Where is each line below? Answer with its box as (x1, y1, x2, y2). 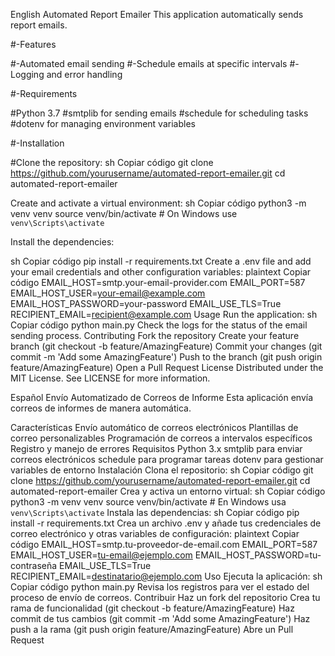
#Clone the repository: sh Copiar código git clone (10, 157, 214, 168)
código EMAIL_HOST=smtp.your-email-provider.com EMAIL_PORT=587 (10, 277, 306, 288)
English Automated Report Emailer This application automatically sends (10, 9, 304, 20)
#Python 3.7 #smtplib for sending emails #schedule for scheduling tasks (10, 107, 309, 119)
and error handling (46, 69, 123, 80)
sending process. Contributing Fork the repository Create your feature (10, 330, 300, 341)
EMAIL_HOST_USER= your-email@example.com (10, 287, 206, 299)
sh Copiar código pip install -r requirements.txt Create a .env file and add (10, 255, 312, 267)
